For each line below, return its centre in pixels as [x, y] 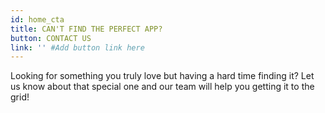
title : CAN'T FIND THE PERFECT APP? [86, 29]
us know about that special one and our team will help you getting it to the [162, 87]
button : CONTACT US [51, 38]
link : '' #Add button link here [77, 47]
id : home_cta [37, 19]
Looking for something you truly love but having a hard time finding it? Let [162, 76]
